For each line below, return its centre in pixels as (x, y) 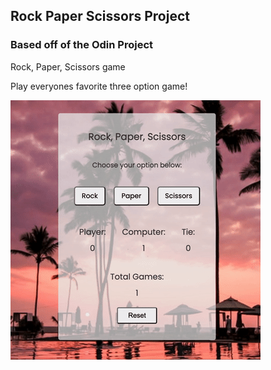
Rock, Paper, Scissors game (68, 66)
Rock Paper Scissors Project (100, 16)
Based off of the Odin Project (82, 45)
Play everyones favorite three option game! (99, 86)
